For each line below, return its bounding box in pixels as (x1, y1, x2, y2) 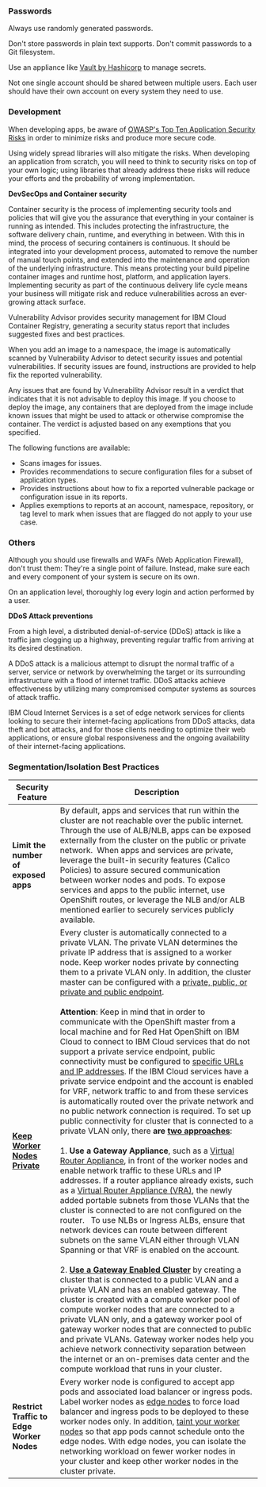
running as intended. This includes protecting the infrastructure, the (8, 221, 230, 231)
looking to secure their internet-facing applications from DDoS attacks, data (8, 716, 256, 725)
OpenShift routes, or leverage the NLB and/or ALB (59, 894, 245, 905)
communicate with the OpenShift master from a (59, 1016, 236, 1028)
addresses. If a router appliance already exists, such (59, 1175, 254, 1186)
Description (134, 787, 180, 798)
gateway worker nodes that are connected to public (59, 1324, 252, 1335)
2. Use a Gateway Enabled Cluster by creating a (59, 1264, 241, 1275)
